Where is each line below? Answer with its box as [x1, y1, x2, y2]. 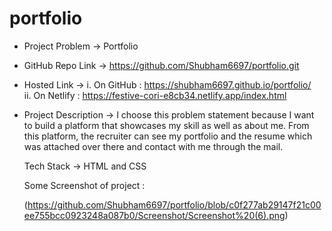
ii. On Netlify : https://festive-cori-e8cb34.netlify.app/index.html [23, 89, 287, 101]
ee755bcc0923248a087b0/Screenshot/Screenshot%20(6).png [23, 209, 286, 221]
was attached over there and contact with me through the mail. [23, 140, 284, 152]
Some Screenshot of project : [23, 179, 146, 191]
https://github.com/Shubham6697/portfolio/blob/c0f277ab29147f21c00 [27, 198, 322, 211]
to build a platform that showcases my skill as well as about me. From [23, 119, 310, 131]
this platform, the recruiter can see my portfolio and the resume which [23, 130, 313, 142]
